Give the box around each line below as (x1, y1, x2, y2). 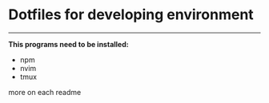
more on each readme (8, 87, 82, 97)
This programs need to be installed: (8, 39, 130, 49)
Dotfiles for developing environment (8, 6, 254, 24)
